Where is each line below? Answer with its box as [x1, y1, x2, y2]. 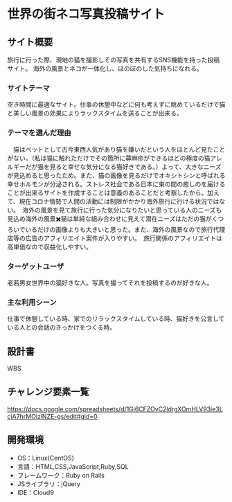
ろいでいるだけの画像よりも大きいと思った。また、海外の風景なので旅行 [7, 225, 213, 233]
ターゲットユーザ [7, 261, 64, 271]
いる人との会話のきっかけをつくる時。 [7, 323, 116, 332]
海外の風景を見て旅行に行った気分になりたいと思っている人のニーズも [21, 206, 222, 214]
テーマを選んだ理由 [7, 128, 71, 138]
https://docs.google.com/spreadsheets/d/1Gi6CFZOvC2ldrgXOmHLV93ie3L [7, 404, 223, 413]
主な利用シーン [7, 297, 57, 307]
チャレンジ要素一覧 [7, 386, 89, 398]
